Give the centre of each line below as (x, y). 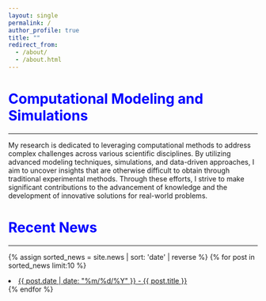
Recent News (53, 227)
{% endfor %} (31, 289)
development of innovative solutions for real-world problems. (108, 196)
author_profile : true (44, 30)
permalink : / (30, 23)
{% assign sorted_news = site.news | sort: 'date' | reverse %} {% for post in (131, 257)
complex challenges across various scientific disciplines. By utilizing (120, 153)
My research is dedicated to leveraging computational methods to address (129, 145)
